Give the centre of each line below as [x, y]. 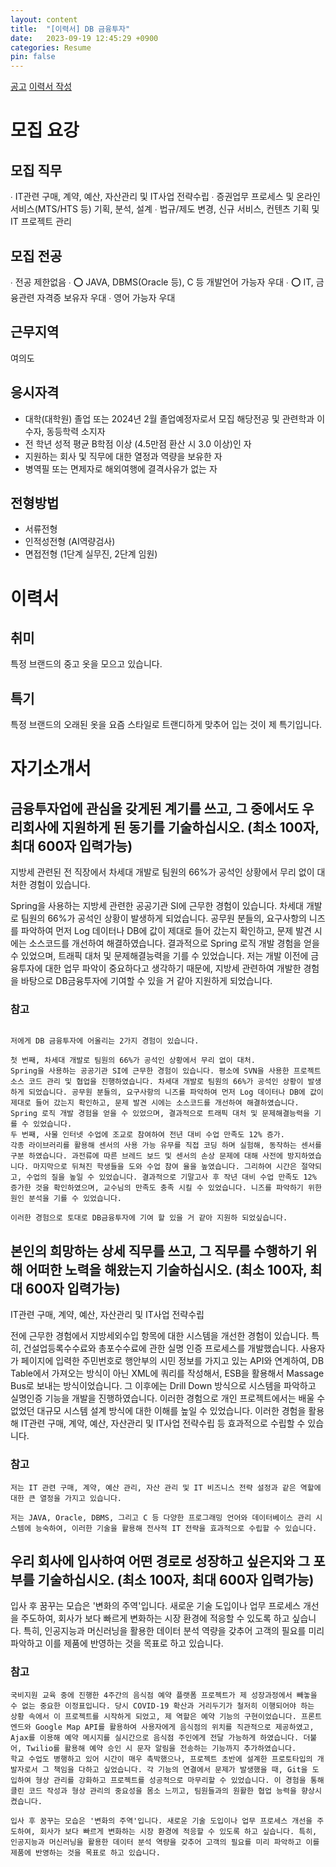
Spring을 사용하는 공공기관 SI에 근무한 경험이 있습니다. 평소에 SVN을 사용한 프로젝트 [166, 1071]
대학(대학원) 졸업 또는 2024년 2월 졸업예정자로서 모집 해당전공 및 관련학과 [169, 418]
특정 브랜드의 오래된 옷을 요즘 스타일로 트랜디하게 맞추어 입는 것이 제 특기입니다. [166, 725]
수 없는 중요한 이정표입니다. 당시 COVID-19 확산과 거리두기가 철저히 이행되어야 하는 [162, 1706]
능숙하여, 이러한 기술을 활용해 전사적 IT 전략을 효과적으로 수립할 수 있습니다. [176, 1528]
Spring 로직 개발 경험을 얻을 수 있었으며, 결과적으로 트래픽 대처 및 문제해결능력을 [160, 1114]
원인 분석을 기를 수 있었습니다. [66, 1199]
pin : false [33, 57]
